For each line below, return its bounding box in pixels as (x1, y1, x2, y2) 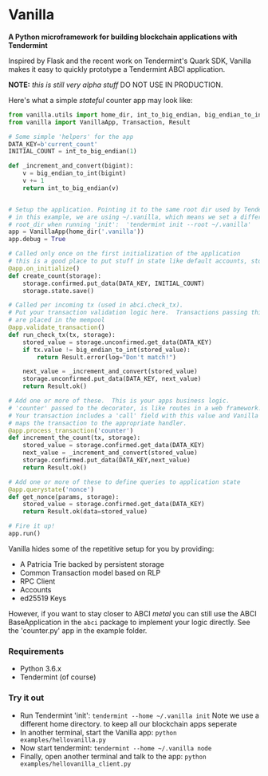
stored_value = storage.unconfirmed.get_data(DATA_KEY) (22, 338, 213, 346)
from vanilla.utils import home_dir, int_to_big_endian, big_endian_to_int (8, 110, 266, 119)
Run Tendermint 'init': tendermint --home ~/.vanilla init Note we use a (19, 711, 259, 720)
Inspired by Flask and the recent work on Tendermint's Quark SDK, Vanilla (8, 56, 251, 65)
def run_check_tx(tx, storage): (8, 331, 116, 339)
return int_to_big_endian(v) (22, 184, 120, 192)
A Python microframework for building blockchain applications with (8, 32, 238, 42)
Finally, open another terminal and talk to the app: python (19, 751, 207, 761)
